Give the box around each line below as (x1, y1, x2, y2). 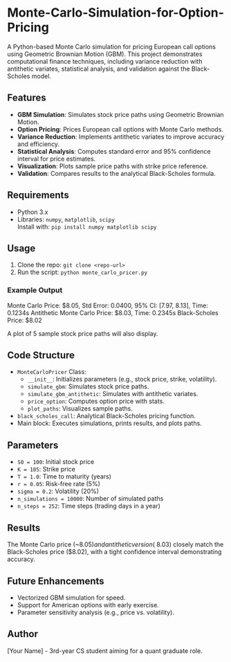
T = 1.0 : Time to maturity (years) (17, 472, 112, 481)
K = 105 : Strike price (17, 465, 76, 474)
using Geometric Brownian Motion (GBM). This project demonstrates (7, 50, 203, 58)
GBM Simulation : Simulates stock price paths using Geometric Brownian (17, 110, 224, 118)
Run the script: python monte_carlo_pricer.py (17, 268, 148, 276)
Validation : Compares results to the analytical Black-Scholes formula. (17, 169, 216, 177)
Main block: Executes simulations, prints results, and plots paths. (17, 419, 202, 427)
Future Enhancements (7, 575, 105, 587)
